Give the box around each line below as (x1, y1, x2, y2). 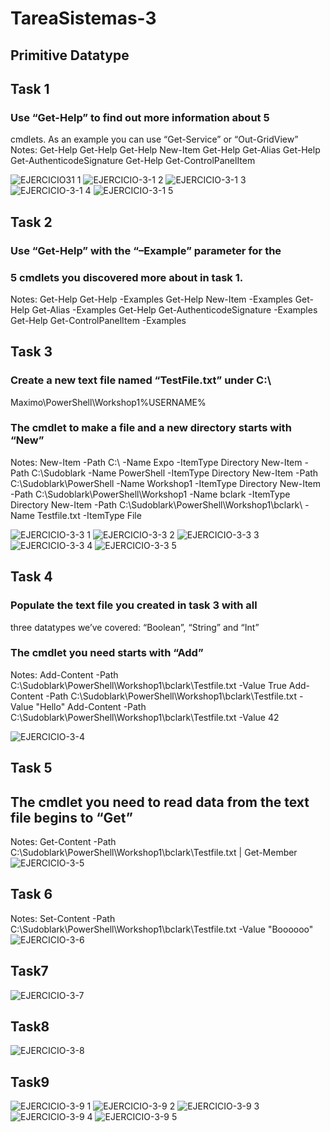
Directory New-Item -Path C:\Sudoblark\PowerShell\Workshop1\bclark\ (10, 498, 303, 511)
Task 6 (10, 886, 53, 903)
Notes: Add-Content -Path (10, 668, 119, 681)
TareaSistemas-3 (10, 7, 157, 30)
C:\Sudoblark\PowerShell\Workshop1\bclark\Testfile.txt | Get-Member (10, 847, 298, 859)
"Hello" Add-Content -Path (35, 700, 147, 712)
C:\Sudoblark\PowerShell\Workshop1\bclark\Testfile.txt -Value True (10, 679, 287, 691)
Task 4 (10, 568, 53, 586)
